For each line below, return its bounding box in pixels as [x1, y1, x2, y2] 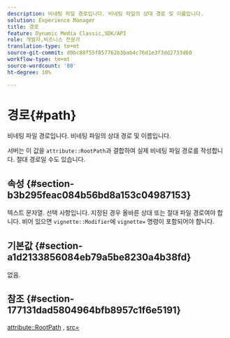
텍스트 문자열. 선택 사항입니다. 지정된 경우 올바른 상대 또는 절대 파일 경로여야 [7, 209, 216, 217]
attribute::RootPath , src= [7, 323, 80, 331]
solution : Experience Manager [7, 17, 96, 24]
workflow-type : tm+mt [7, 56, 71, 63]
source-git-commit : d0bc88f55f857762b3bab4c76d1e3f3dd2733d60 [7, 50, 192, 57]
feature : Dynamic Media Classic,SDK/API [7, 29, 127, 37]
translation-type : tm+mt [7, 43, 80, 50]
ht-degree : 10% [7, 69, 52, 76]
